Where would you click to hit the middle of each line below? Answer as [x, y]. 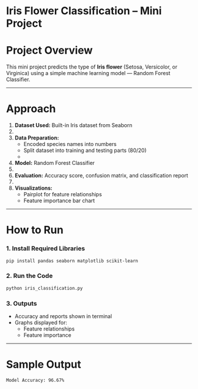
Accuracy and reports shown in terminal [63, 316]
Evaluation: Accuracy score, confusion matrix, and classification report [101, 176]
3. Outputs [22, 303]
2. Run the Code [29, 276]
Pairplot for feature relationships [62, 194]
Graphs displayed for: [41, 322]
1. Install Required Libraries [46, 248]
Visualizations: [34, 188]
